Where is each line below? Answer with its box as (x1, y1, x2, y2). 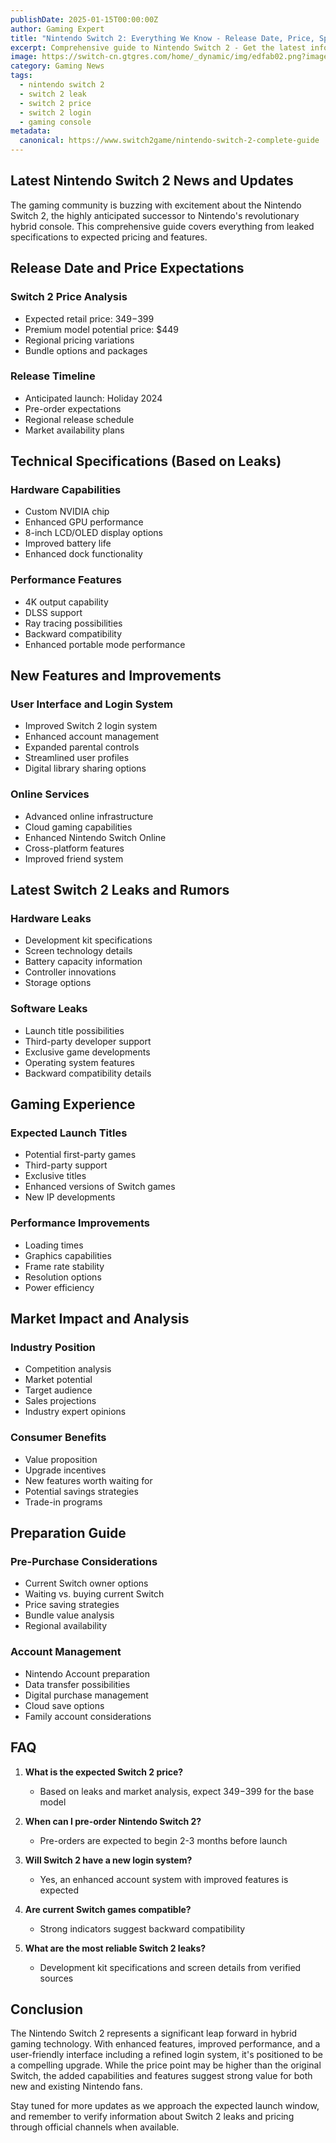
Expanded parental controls (24, 741, 140, 753)
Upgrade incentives (24, 1464, 107, 1476)
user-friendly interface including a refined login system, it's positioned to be (10, 2049, 324, 2061)
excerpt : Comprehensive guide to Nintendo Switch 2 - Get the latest (10, 42, 307, 53)
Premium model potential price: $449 (24, 323, 180, 335)
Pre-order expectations (24, 402, 122, 415)
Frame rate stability (24, 1260, 105, 1272)
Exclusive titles (24, 1170, 87, 1182)
